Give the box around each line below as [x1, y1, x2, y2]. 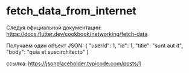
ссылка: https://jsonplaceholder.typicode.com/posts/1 [6, 60, 141, 67]
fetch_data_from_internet [6, 4, 137, 18]
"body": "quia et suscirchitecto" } [6, 48, 89, 55]
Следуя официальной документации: [6, 24, 102, 31]
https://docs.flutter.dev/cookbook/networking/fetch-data [6, 30, 148, 37]
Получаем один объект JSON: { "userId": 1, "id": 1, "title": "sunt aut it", [6, 42, 183, 49]
